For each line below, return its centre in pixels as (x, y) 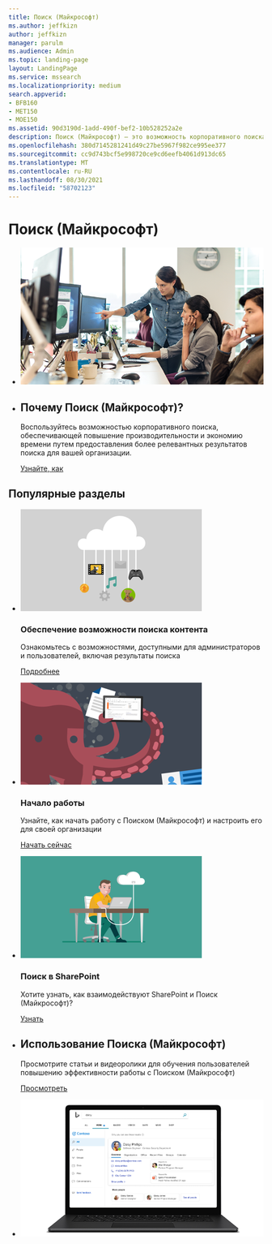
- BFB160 (23, 103)
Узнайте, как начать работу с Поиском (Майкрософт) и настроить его (141, 820)
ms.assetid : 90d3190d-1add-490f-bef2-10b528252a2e (96, 129)
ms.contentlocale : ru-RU (50, 171)
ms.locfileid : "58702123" (52, 188)
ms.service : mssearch (45, 77)
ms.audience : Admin (41, 52)
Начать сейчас (46, 845)
